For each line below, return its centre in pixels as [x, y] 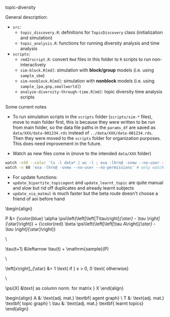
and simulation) [36, 38]
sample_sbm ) [32, 75]
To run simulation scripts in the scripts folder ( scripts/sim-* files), [82, 117]
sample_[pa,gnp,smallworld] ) [50, 86]
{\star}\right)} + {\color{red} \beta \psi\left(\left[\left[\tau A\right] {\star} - [80, 224]
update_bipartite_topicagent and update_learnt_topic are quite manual [88, 183]
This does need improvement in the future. [57, 144]
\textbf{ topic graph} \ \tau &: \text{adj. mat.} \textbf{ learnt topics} [75, 303]
